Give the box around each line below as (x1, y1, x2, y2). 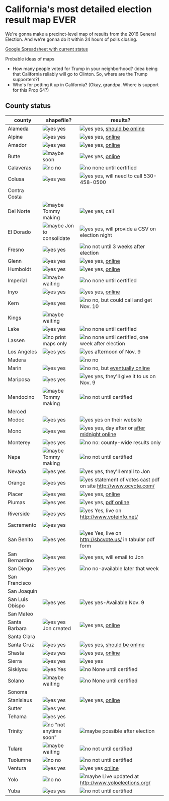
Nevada (8, 468, 26, 475)
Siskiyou (8, 665, 28, 672)
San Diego (8, 565, 33, 572)
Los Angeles (8, 348, 37, 355)
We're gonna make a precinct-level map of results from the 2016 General (5, 31, 156, 37)
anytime (42, 727, 62, 734)
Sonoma (8, 688, 28, 695)
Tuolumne (8, 756, 32, 763)
